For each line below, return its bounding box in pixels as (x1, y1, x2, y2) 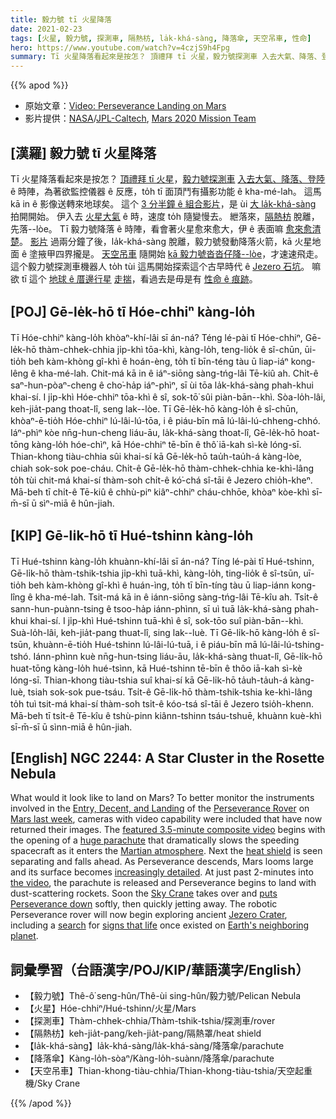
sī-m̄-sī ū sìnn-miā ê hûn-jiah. (10, 721, 133, 733)
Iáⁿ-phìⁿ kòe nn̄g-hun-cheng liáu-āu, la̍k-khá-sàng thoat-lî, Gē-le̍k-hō (10, 426, 296, 438)
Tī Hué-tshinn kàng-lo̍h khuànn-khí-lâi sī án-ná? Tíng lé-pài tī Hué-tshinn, (10, 555, 315, 567)
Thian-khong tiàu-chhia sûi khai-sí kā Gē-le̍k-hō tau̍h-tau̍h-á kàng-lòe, (10, 450, 302, 462)
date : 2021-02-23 (10, 24, 83, 34)
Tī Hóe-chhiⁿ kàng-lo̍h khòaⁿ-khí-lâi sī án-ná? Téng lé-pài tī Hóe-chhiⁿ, (10, 331, 303, 343)
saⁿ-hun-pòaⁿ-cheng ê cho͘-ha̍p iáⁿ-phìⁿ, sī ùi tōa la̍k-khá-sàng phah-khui (10, 379, 314, 391)
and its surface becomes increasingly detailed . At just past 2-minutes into (10, 866, 314, 878)
